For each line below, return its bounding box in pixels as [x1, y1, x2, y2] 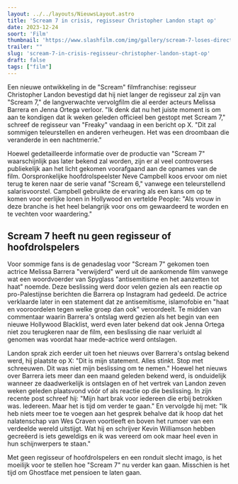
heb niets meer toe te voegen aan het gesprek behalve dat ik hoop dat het [7, 409, 223, 418]
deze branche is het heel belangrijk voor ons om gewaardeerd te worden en [7, 202, 229, 210]
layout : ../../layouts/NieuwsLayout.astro [7, 10, 135, 18]
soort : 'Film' [7, 30, 50, 38]
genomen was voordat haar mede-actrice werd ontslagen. [7, 335, 177, 344]
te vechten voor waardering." [7, 209, 92, 218]
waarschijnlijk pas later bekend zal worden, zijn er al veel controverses [7, 157, 214, 165]
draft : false [7, 57, 46, 64]
